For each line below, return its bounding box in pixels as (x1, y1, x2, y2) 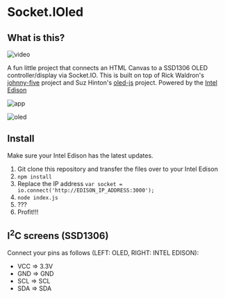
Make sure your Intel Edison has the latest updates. (7, 151, 154, 160)
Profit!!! (17, 208, 39, 216)
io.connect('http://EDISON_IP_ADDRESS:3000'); (17, 187, 155, 194)
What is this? (7, 32, 65, 44)
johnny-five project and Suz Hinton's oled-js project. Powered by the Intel (7, 78, 217, 87)
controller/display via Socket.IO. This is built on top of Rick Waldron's (7, 71, 205, 79)
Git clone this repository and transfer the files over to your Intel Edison (17, 165, 219, 173)
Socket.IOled (7, 4, 84, 20)
